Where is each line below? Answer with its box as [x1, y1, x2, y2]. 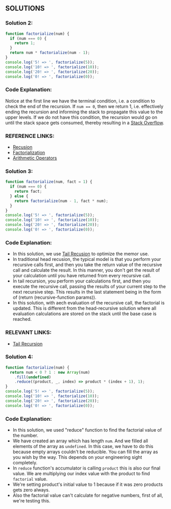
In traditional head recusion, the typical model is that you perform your [12, 256, 161, 262]
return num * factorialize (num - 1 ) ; [10, 50, 90, 55]
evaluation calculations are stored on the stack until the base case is [12, 311, 157, 317]
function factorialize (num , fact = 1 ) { [5, 179, 93, 185]
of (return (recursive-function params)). [12, 294, 96, 300]
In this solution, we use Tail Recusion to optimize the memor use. [12, 251, 149, 257]
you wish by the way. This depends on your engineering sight [12, 454, 142, 460]
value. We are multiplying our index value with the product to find [12, 471, 150, 477]
